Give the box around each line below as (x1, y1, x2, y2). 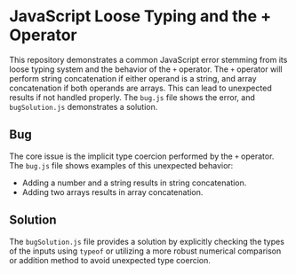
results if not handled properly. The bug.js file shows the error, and (9, 91, 255, 103)
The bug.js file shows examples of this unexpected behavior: (9, 160, 234, 170)
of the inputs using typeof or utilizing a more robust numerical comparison (9, 246, 282, 256)
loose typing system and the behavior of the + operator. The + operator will (9, 64, 283, 74)
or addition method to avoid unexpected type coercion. (9, 254, 212, 265)
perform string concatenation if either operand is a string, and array (9, 73, 257, 83)
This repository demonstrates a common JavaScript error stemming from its (9, 54, 288, 65)
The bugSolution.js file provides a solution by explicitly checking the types (9, 236, 284, 247)
